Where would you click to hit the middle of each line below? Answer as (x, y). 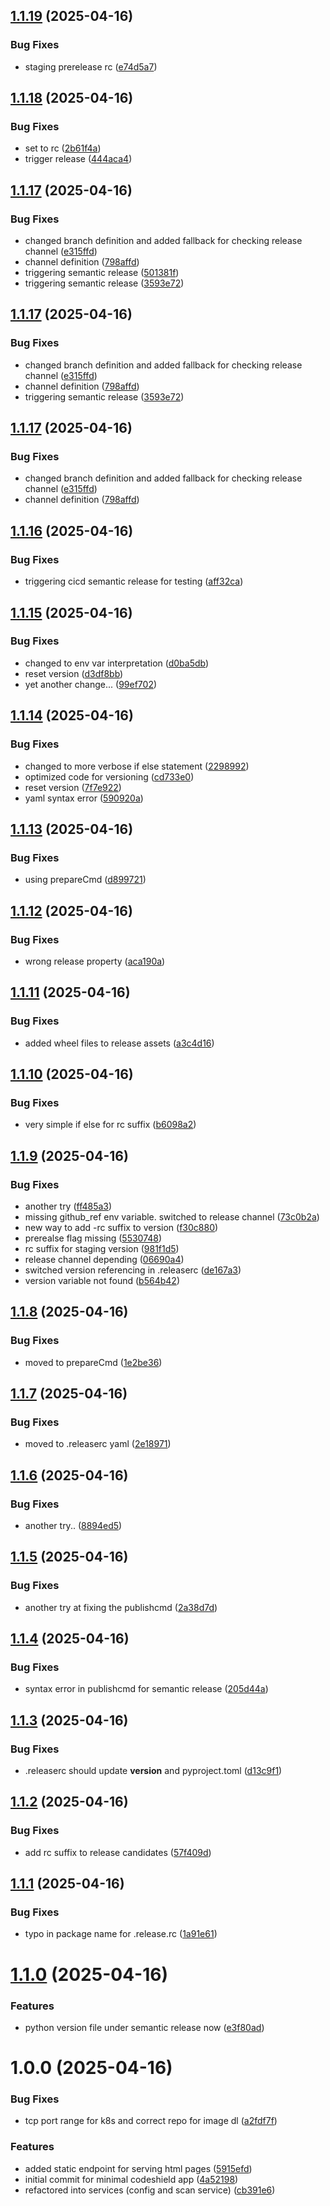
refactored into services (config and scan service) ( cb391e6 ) (150, 2190)
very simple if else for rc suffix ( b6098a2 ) (110, 1125)
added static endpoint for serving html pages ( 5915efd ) (138, 2168)
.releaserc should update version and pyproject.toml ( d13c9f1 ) (153, 1771)
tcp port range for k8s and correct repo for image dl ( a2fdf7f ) (151, 2121)
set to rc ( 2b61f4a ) (63, 148)
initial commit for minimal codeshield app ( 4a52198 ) (131, 2179)
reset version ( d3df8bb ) (74, 673)
